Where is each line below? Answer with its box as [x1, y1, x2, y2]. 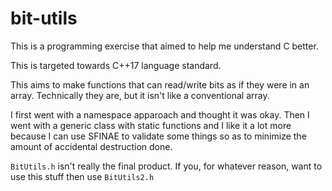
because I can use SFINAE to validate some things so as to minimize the [10, 130, 307, 142]
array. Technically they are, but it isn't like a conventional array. [10, 89, 270, 101]
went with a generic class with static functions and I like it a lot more [10, 119, 292, 131]
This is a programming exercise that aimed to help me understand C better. [10, 40, 319, 52]
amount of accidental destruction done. [10, 140, 173, 152]
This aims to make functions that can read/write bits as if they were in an [10, 78, 310, 91]
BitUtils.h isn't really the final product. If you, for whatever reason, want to [10, 160, 323, 172]
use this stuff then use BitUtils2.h [10, 170, 155, 182]
